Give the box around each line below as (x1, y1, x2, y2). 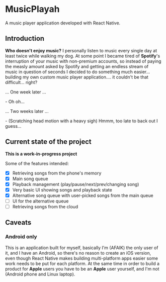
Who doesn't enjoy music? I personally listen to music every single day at (5, 47, 158, 53)
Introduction (5, 34, 45, 43)
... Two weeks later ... (5, 108, 49, 114)
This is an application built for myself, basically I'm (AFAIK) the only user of (5, 245, 159, 251)
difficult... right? (5, 79, 38, 85)
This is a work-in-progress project (5, 151, 78, 157)
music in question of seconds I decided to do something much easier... (5, 69, 150, 75)
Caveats (5, 218, 31, 227)
